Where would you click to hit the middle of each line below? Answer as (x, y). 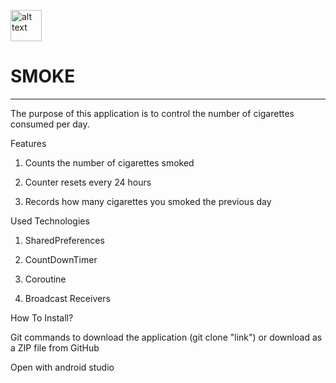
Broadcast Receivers (67, 298)
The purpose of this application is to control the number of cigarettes (152, 113)
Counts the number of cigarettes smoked (109, 162)
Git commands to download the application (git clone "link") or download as (166, 337)
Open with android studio (62, 367)
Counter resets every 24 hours (88, 182)
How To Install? (42, 317)
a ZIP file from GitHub (55, 347)
